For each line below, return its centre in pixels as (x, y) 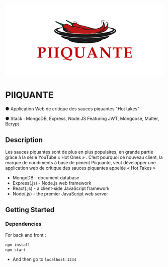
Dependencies (23, 224)
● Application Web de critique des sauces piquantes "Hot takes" (72, 109)
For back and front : (26, 235)
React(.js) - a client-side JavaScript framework (61, 188)
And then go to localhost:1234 (44, 259)
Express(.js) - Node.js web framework (52, 183)
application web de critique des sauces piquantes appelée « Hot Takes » (80, 168)
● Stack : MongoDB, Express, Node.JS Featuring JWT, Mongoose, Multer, (82, 119)
